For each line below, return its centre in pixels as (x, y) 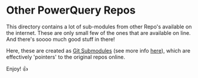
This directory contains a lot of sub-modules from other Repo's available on (99, 27)
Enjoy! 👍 (17, 69)
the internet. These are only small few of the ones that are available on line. (98, 32)
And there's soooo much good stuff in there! (61, 39)
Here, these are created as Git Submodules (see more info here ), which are (98, 50)
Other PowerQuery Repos (71, 10)
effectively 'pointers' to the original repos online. (66, 57)
